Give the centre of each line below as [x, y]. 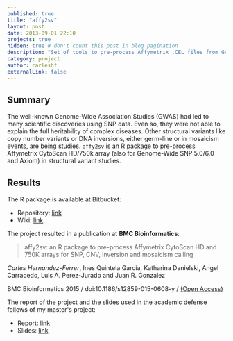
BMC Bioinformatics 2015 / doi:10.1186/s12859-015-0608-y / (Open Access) [115, 289]
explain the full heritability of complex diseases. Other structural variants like [116, 131]
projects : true [29, 40]
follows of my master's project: [51, 310]
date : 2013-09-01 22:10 [42, 33]
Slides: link [33, 331]
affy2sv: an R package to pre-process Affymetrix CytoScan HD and [120, 247]
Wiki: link [30, 220]
